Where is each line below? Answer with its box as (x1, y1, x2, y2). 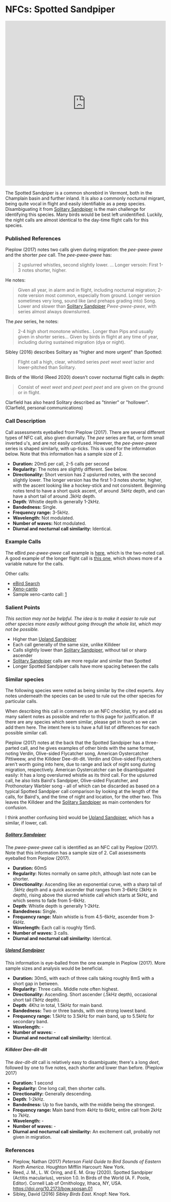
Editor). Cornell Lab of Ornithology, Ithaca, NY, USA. (12, 1180, 122, 1186)
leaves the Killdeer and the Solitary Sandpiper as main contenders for (5, 799, 151, 805)
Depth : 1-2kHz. (12, 1096, 45, 1102)
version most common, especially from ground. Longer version (28, 292, 160, 298)
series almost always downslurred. (17, 309, 91, 315)
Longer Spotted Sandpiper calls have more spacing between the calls (12, 663, 159, 669)
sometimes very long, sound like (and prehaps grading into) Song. (17, 298, 157, 304)
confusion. (5, 805, 28, 811)
